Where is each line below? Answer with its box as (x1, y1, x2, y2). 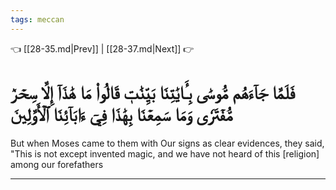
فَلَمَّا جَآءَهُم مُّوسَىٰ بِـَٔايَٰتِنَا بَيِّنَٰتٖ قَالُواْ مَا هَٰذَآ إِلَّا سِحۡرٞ (10, 81, 296, 104)
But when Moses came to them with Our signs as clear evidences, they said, (10, 137, 325, 149)
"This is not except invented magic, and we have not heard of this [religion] (10, 147, 320, 160)
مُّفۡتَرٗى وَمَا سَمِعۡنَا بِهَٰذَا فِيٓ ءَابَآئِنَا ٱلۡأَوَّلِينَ (10, 103, 233, 126)
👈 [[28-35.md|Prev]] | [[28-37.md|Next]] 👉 (10, 42, 195, 55)
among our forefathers (10, 158, 104, 170)
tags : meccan (10, 14, 65, 25)
